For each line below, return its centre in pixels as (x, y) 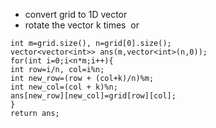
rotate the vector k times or (82, 25)
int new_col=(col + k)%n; (64, 87)
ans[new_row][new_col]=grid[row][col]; (93, 96)
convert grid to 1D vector (76, 14)
